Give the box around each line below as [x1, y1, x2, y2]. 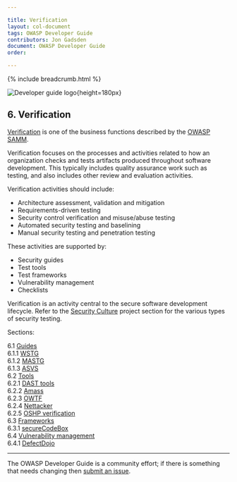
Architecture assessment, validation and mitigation [17, 198, 165, 206]
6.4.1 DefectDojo [7, 438, 55, 447]
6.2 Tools [7, 371, 35, 380]
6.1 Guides [7, 341, 37, 350]
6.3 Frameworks [7, 416, 54, 425]
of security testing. [7, 314, 62, 323]
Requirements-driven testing [17, 206, 101, 214]
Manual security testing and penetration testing [17, 228, 156, 237]
